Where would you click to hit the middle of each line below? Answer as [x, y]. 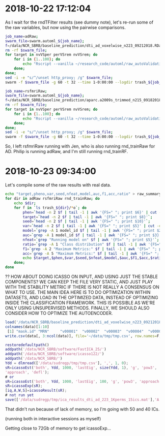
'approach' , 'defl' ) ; [27, 372]
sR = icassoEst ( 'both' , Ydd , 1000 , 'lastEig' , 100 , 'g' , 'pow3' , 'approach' [83, 381]
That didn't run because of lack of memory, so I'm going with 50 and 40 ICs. [82, 409]
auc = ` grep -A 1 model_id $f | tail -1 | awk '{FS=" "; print [87, 235]
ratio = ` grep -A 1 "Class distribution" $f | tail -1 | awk [84, 244]
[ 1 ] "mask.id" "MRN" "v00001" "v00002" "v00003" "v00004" [75, 331]
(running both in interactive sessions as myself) [53, 418]
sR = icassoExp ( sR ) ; [24, 386]
